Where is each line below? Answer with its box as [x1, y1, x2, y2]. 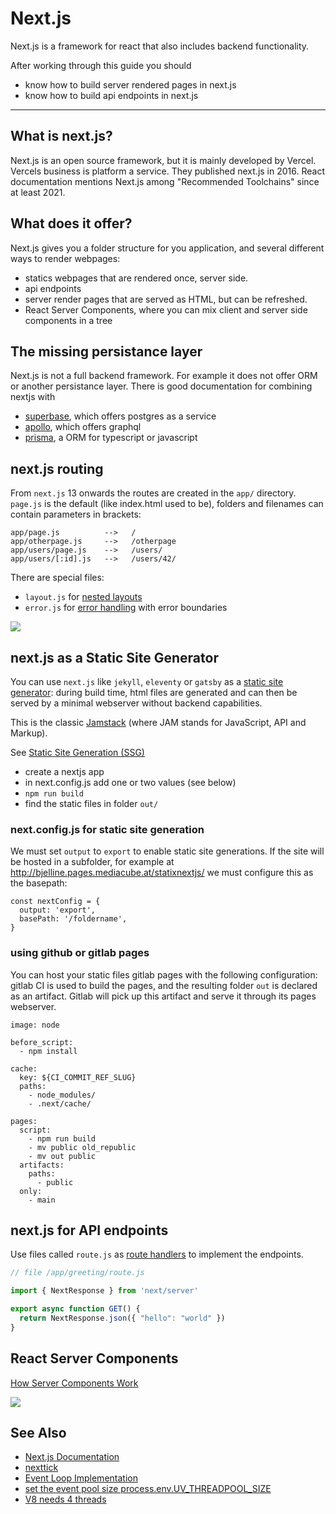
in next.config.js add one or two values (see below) [24, 777, 237, 788]
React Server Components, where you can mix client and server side [24, 303, 308, 316]
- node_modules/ [28, 1090, 97, 1100]
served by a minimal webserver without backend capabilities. [10, 697, 263, 709]
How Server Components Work [10, 1377, 139, 1389]
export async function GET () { [10, 1304, 141, 1314]
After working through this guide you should [10, 59, 192, 71]
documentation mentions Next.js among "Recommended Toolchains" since [10, 175, 320, 187]
